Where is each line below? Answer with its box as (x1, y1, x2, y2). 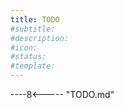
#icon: (10, 42, 38, 53)
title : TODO (10, 14, 60, 25)
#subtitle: (10, 24, 56, 34)
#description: (10, 33, 70, 43)
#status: (10, 52, 47, 62)
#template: (10, 61, 56, 71)
